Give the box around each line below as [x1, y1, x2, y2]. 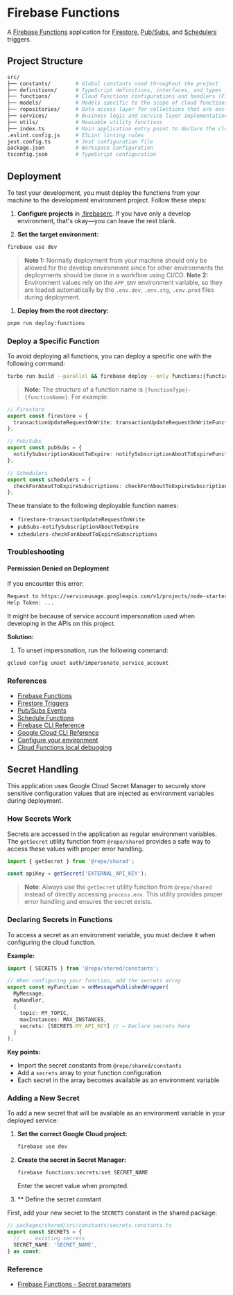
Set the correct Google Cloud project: [17, 1130, 128, 1138]
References [7, 676, 47, 686]
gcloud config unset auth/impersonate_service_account [7, 660, 169, 667]
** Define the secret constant [17, 1195, 102, 1203]
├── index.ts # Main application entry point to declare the [7, 125, 216, 132]
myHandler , [13, 997, 45, 1004]
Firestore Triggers [17, 699, 69, 708]
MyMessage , [13, 990, 45, 998]
